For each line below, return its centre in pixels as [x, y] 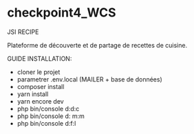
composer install [41, 86]
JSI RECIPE [23, 32]
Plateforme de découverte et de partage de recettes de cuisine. [97, 45]
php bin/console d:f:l [46, 123]
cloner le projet [39, 72]
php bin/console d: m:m [51, 116]
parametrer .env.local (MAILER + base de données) [90, 79]
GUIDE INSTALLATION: [40, 58]
